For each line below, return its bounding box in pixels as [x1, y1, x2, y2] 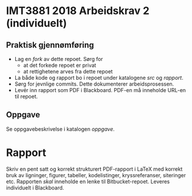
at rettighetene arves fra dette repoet [23, 68, 113, 75]
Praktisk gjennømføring [6, 40, 94, 50]
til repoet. [14, 93, 38, 100]
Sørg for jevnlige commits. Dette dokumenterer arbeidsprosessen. [14, 80, 174, 87]
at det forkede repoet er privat [23, 62, 97, 69]
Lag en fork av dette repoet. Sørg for [14, 56, 104, 62]
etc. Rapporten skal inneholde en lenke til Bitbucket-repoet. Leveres [6, 178, 170, 185]
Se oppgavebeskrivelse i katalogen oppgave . [6, 125, 115, 133]
